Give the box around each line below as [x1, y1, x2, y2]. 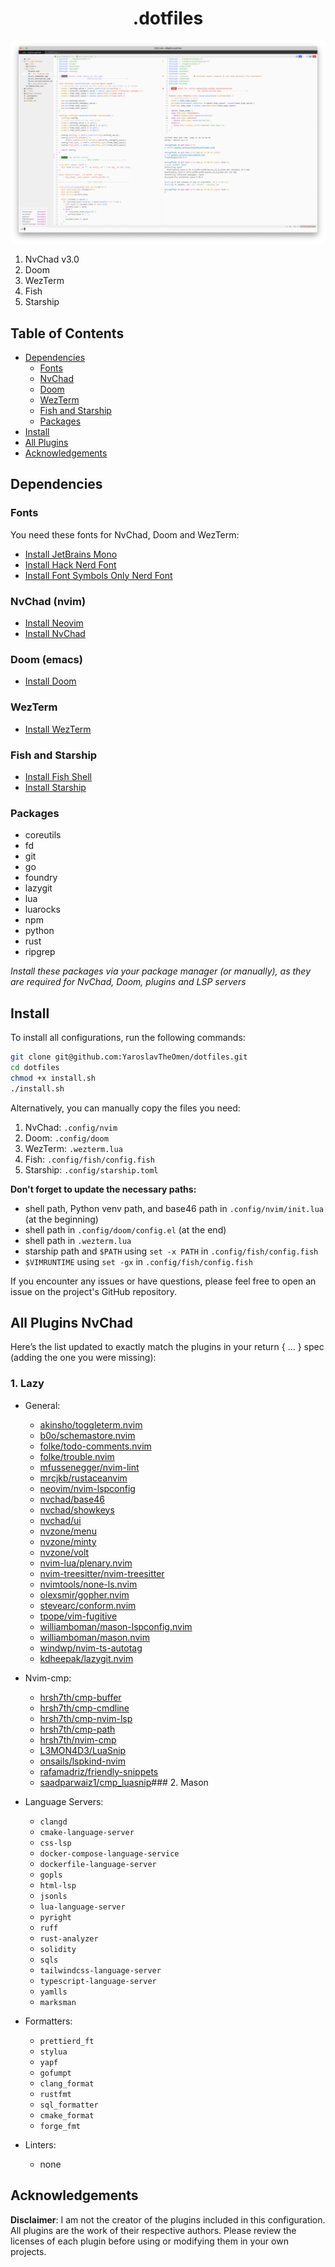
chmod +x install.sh [10, 1073, 97, 1083]
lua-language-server [39, 1902, 126, 1912]
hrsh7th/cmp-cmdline [39, 1702, 130, 1714]
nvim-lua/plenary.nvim [39, 1557, 133, 1569]
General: [24, 1399, 61, 1411]
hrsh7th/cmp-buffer [39, 1691, 122, 1703]
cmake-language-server [39, 1827, 135, 1837]
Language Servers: [24, 1795, 104, 1807]
